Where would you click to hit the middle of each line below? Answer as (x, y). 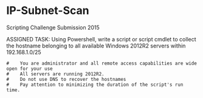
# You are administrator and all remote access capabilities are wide (102, 63)
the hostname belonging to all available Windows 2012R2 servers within (96, 46)
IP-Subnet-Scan (48, 11)
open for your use (29, 68)
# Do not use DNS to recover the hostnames (66, 79)
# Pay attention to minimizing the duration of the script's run (95, 85)
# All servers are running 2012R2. (55, 74)
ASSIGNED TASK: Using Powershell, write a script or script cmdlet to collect (101, 39)
